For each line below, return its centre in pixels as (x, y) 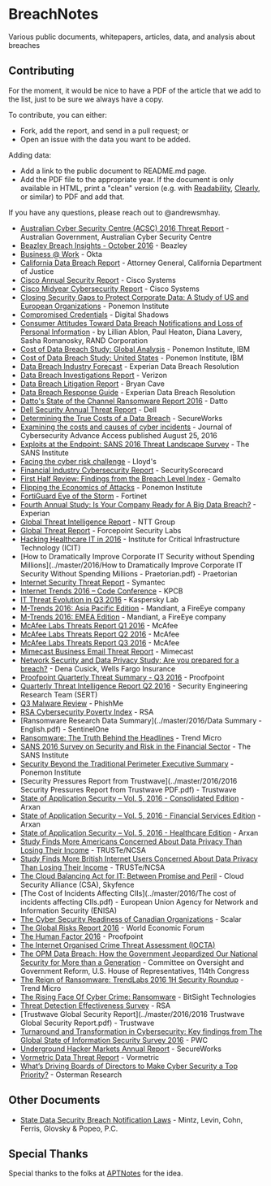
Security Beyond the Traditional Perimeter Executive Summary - (127, 763)
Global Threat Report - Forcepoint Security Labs (101, 530)
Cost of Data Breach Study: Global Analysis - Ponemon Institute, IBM (135, 349)
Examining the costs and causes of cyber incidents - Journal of (126, 427)
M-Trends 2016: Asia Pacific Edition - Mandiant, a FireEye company (133, 608)
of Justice (37, 271)
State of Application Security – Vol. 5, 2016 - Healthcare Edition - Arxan (139, 832)
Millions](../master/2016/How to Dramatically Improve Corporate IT (131, 565)
